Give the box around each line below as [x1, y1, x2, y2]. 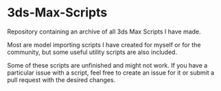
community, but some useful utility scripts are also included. [7, 48, 177, 56]
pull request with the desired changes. [7, 75, 116, 83]
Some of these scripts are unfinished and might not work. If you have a [7, 61, 208, 69]
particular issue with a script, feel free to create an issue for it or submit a [7, 68, 215, 77]
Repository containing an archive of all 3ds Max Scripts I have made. [7, 27, 201, 36]
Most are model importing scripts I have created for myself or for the [7, 40, 201, 49]
